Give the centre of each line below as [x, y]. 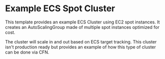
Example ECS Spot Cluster [60, 9]
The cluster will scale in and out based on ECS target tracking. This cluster [81, 41]
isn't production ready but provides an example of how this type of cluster [81, 47]
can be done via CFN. [27, 52]
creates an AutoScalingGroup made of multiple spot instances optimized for [82, 27]
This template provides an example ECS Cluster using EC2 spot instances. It [82, 22]
